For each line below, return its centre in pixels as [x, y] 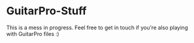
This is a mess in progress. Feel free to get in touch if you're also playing [97, 27]
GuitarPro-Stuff [47, 11]
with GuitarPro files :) [33, 33]
